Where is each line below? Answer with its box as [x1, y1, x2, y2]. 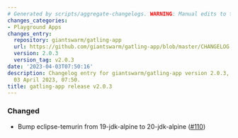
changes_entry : [7, 30, 52, 38]
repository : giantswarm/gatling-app [13, 37, 122, 44]
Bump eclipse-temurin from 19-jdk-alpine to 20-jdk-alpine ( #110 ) [17, 122, 206, 131]
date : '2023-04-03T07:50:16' [7, 63, 93, 70]
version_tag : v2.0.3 [13, 57, 74, 64]
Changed [7, 106, 40, 116]
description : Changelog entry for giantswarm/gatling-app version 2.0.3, [7, 69, 230, 76]
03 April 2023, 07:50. [13, 76, 81, 84]
